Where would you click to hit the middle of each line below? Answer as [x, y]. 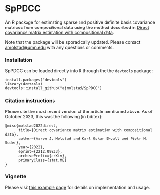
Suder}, [13, 143]
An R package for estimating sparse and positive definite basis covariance [80, 22]
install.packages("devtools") [36, 80]
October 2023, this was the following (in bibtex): [54, 116]
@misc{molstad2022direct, [31, 126]
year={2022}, [31, 147]
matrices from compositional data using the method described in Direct [77, 27]
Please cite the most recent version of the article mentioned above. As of [79, 111]
